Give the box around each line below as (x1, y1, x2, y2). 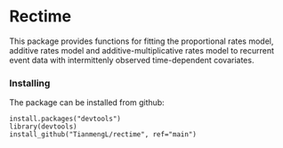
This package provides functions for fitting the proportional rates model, (9, 36, 274, 46)
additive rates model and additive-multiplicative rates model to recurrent (9, 45, 274, 55)
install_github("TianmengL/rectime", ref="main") (9, 130, 198, 139)
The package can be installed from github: (9, 97, 165, 108)
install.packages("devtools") (9, 114, 122, 124)
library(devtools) (9, 122, 77, 131)
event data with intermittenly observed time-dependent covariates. (9, 54, 255, 65)
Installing (9, 77, 51, 89)
